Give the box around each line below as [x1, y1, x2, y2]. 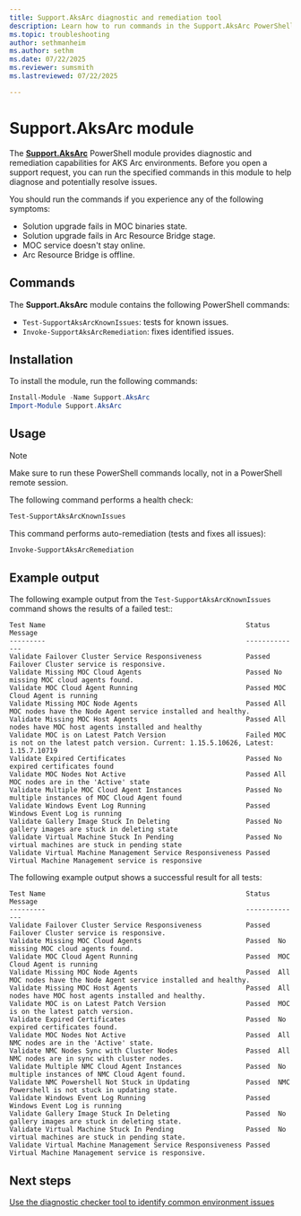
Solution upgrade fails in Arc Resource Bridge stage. [21, 230, 216, 241]
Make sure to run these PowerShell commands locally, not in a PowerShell [9, 468, 282, 478]
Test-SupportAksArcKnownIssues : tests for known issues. [21, 316, 229, 328]
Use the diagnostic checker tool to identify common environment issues [9, 1197, 275, 1208]
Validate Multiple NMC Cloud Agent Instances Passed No [9, 1063, 287, 1072]
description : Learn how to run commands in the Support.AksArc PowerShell [9, 22, 295, 31]
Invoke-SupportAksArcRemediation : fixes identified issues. [21, 326, 235, 337]
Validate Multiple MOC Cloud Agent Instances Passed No [9, 786, 282, 795]
